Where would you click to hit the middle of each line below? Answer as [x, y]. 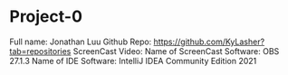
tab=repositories [40, 51]
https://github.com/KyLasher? [209, 42]
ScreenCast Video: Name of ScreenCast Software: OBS [176, 51]
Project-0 [46, 17]
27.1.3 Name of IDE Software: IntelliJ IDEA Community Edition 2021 [133, 61]
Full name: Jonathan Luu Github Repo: [81, 42]
